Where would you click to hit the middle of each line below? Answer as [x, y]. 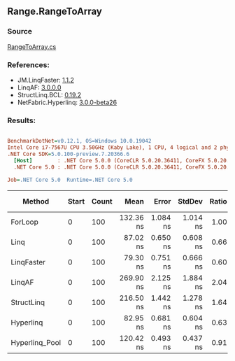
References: [29, 64]
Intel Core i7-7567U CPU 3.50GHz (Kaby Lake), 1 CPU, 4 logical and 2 [112, 148]
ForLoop [24, 222]
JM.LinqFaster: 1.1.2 [46, 80]
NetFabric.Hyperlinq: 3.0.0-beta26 [67, 102]
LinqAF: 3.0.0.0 [39, 87]
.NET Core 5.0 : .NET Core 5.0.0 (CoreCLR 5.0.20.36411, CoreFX [109, 167]
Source [20, 31]
